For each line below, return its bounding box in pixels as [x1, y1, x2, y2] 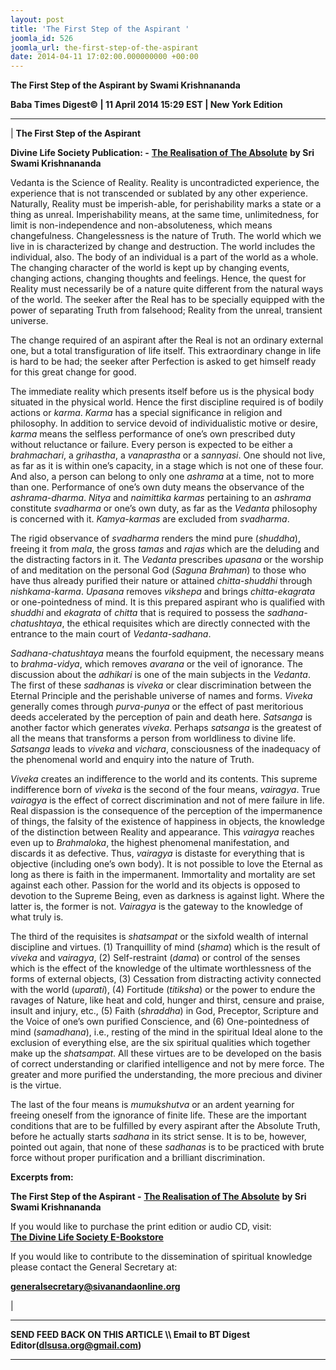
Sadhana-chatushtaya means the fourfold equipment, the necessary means [10, 647, 325, 660]
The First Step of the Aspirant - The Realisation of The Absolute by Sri [10, 1191, 307, 1203]
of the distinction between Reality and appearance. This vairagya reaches [10, 826, 315, 838]
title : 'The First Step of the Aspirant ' [10, 24, 190, 34]
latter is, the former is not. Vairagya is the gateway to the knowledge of [10, 901, 303, 913]
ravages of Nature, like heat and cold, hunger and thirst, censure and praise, [10, 994, 325, 1006]
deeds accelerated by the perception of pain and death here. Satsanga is [10, 711, 313, 723]
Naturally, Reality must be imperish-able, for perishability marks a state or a [10, 198, 322, 210]
